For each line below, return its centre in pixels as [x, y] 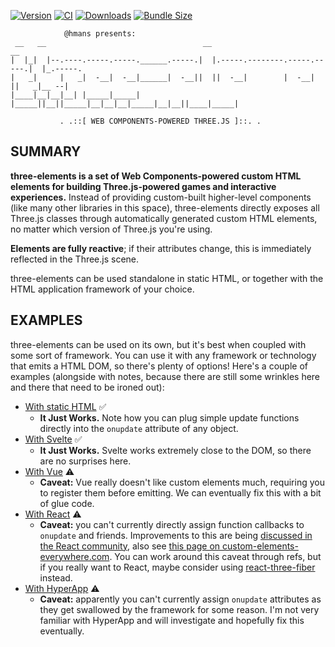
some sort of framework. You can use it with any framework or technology [163, 355]
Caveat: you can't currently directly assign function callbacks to [172, 524]
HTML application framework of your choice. [102, 289]
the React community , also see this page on [130, 546]
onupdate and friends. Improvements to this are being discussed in [176, 535]
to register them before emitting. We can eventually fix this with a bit [180, 492]
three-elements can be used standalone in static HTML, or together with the [167, 278]
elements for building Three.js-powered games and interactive [143, 186]
